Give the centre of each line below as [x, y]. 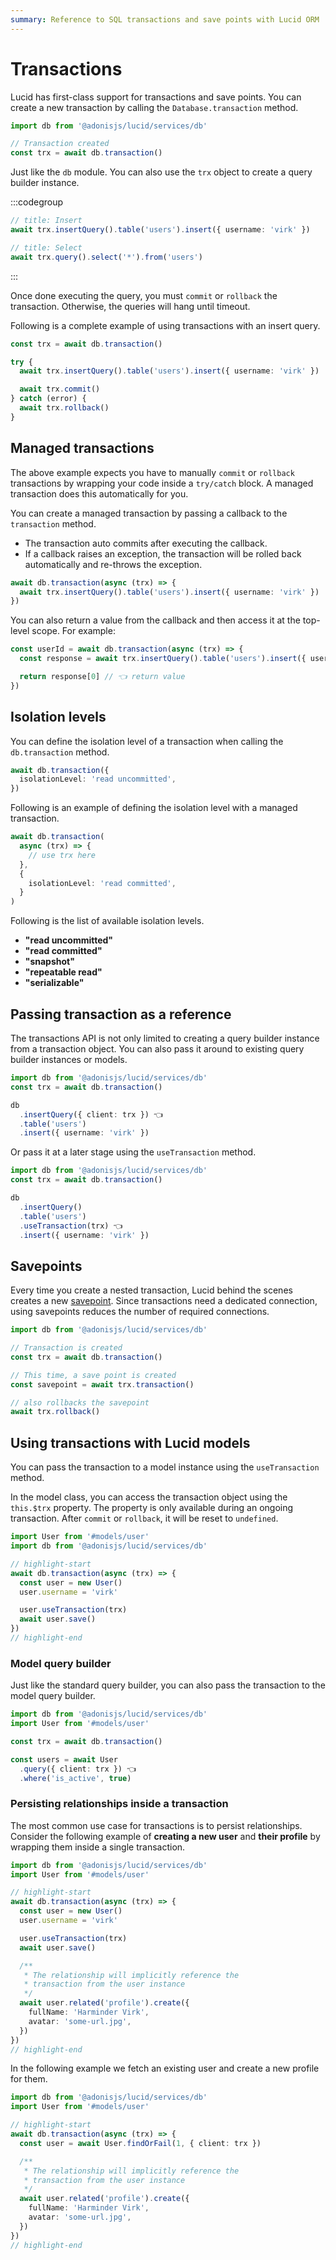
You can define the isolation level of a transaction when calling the [147, 741]
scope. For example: [73, 631]
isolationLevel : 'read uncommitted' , [98, 779]
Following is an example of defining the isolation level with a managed [154, 808]
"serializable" [54, 983]
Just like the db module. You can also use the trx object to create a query [161, 172]
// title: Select [46, 247]
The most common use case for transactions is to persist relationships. [156, 1825]
